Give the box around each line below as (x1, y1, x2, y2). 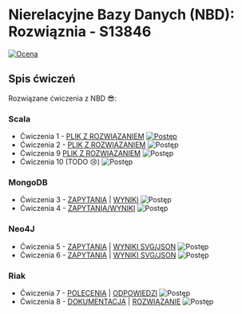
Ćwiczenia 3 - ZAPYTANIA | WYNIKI (19, 195, 139, 205)
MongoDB (8, 177, 48, 188)
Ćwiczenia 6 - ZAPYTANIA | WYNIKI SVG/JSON (19, 250, 177, 260)
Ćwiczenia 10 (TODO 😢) (19, 157, 101, 167)
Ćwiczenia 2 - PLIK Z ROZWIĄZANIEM (19, 140, 146, 149)
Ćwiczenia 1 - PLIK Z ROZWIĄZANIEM (19, 132, 145, 141)
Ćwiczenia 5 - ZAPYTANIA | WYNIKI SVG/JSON (19, 241, 177, 251)
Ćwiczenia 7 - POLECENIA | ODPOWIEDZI (19, 288, 158, 297)
